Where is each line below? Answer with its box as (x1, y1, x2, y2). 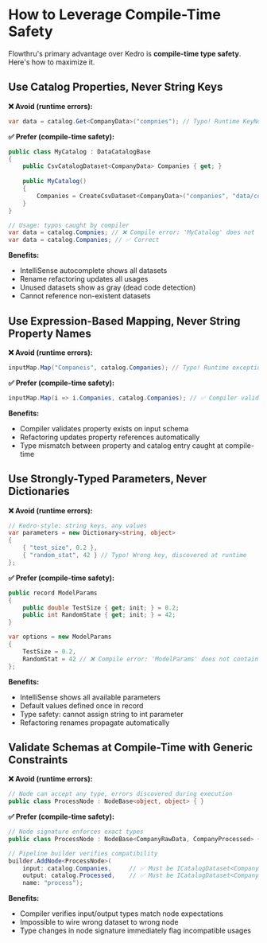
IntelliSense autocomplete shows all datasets (19, 266, 168, 275)
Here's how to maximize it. (8, 57, 95, 67)
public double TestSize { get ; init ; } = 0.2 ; (22, 603, 180, 612)
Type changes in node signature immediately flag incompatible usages (19, 925, 252, 936)
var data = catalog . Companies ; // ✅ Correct (8, 236, 160, 244)
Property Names (8, 326, 91, 340)
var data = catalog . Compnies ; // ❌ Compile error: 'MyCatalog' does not (8, 228, 255, 236)
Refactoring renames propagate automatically (19, 718, 170, 727)
